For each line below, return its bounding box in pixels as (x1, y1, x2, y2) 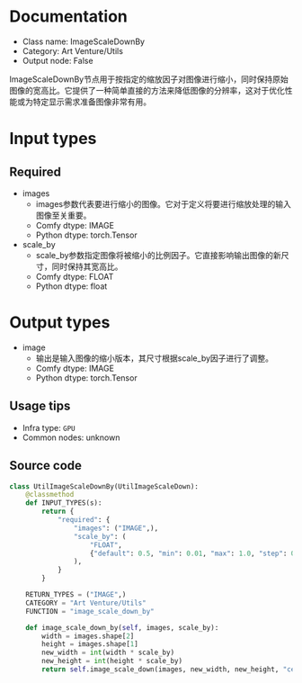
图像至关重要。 (35, 210, 92, 220)
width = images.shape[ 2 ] (41, 632, 135, 641)
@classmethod (25, 490, 75, 499)
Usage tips (9, 399, 71, 414)
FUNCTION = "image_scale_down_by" (25, 607, 155, 616)
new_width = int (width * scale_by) (41, 648, 175, 658)
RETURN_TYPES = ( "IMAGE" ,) (25, 590, 127, 599)
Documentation (9, 6, 129, 27)
